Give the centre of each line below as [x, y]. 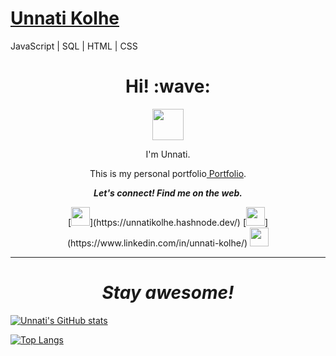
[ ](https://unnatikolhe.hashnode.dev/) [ [157, 222]
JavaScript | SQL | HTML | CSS [74, 46]
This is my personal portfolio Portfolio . [168, 173]
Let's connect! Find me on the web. [168, 193]
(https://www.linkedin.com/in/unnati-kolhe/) [157, 243]
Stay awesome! [168, 293]
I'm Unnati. [168, 154]
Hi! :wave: [168, 86]
